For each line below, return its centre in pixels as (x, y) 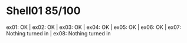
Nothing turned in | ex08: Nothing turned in (58, 33)
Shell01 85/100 (43, 11)
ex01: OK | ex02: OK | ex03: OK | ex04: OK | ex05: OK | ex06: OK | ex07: (94, 27)
